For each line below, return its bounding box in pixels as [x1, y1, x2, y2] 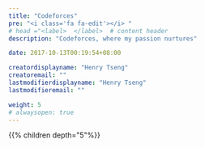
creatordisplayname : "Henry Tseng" [8, 64, 129, 72]
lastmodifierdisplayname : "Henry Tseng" [8, 78, 147, 87]
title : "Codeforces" [8, 11, 79, 20]
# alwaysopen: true [8, 108, 75, 116]
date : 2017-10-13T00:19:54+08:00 [8, 49, 122, 57]
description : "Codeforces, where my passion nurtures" [8, 34, 198, 43]
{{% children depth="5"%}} [8, 130, 101, 140]
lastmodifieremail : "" [8, 86, 85, 94]
